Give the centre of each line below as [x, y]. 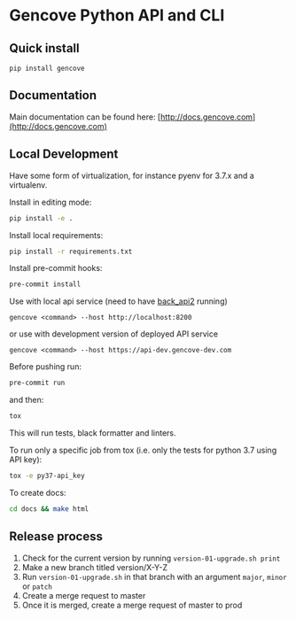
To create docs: [38, 492]
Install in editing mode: [51, 202]
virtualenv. [28, 185]
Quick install [44, 48]
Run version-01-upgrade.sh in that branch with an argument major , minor [154, 576]
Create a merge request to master [84, 595]
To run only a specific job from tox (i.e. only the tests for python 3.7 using [143, 450]
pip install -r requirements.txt [71, 251]
